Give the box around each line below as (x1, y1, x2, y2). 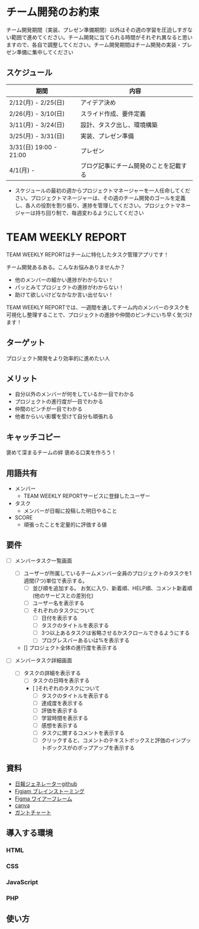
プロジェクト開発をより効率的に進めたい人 (6, 355, 110, 362)
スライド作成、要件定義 (80, 110, 146, 118)
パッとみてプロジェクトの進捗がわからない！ (14, 283, 124, 290)
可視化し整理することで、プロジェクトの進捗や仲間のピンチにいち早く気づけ (6, 311, 193, 318)
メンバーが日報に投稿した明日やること (23, 507, 117, 514)
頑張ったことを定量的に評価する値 (23, 521, 107, 528)
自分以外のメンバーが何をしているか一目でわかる (14, 390, 134, 398)
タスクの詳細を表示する (23, 670, 81, 677)
